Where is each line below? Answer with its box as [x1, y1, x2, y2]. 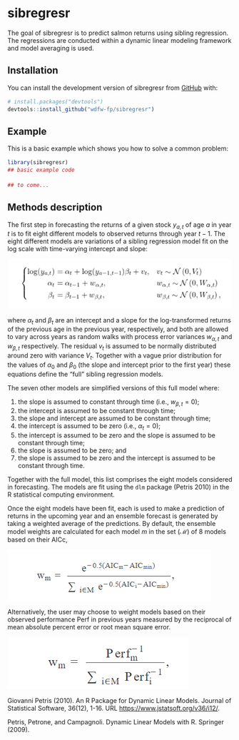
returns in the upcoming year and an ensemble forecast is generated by [7, 512, 218, 520]
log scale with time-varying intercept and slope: [7, 245, 148, 253]
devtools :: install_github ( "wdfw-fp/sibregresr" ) [7, 106, 155, 113]
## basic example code [7, 166, 75, 174]
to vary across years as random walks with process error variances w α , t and [7, 333, 233, 343]
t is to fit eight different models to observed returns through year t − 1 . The [7, 230, 226, 238]
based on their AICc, [7, 535, 68, 544]
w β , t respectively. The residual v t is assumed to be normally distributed [7, 342, 217, 352]
